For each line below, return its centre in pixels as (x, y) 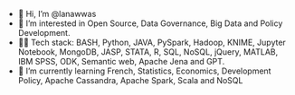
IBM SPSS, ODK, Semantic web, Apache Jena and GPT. (121, 61)
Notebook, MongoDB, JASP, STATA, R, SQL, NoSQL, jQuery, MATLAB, (148, 52)
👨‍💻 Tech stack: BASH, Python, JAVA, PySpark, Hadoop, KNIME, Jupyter (152, 42)
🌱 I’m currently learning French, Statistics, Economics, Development (144, 71)
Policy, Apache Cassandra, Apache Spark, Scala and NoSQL (130, 80)
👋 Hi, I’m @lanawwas (57, 14)
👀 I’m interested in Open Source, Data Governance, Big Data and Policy (150, 23)
